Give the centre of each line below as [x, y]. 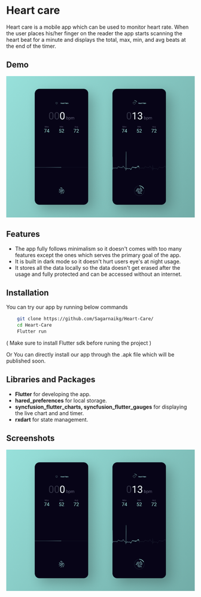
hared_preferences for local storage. [61, 400]
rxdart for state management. [51, 419]
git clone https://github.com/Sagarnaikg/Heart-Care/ [85, 319]
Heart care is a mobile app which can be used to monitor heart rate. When [98, 27]
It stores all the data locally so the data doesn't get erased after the [98, 267]
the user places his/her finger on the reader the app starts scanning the [94, 33]
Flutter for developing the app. [53, 394]
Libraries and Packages [51, 380]
